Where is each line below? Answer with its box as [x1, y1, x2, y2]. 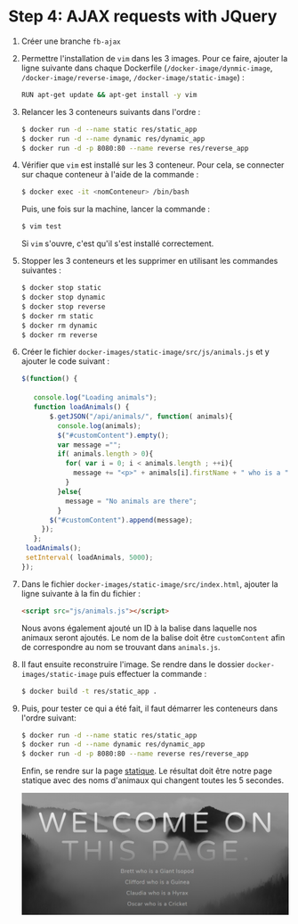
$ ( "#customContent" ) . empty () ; [57, 431, 170, 440]
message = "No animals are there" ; [65, 497, 197, 506]
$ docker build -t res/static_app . [20, 687, 157, 696]
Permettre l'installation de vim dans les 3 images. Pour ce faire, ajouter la [20, 53, 288, 63]
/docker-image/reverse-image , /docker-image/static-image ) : [20, 71, 246, 82]
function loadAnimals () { [33, 403, 130, 412]
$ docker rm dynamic [20, 321, 98, 330]
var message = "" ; [57, 440, 122, 450]
